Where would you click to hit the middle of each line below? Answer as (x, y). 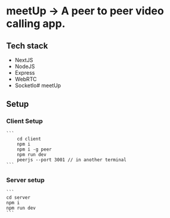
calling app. (36, 24)
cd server (18, 197)
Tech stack (27, 46)
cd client (29, 139)
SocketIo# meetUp (38, 85)
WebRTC (26, 79)
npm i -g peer (34, 149)
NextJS (24, 60)
